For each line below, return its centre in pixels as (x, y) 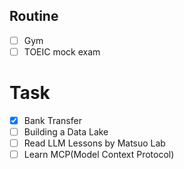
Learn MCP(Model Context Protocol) (99, 155)
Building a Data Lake (66, 131)
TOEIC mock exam (62, 51)
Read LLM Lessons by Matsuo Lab (94, 143)
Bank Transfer (52, 120)
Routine (34, 16)
